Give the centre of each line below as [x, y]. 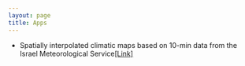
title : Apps [28, 23]
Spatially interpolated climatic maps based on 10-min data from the [128, 45]
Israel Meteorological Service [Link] [76, 53]
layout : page [30, 15]
